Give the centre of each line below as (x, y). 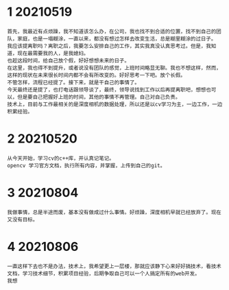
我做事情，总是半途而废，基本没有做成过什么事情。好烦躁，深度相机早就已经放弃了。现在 (114, 212)
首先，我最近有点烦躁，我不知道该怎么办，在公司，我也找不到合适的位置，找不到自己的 (112, 32)
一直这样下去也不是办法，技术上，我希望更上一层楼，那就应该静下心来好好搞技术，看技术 (114, 266)
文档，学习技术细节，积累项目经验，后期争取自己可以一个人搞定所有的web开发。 (104, 274)
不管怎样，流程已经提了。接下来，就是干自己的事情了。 (74, 82)
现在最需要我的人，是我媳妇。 (53, 53)
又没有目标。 (23, 219)
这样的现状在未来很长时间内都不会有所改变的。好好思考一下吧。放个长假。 (97, 75)
